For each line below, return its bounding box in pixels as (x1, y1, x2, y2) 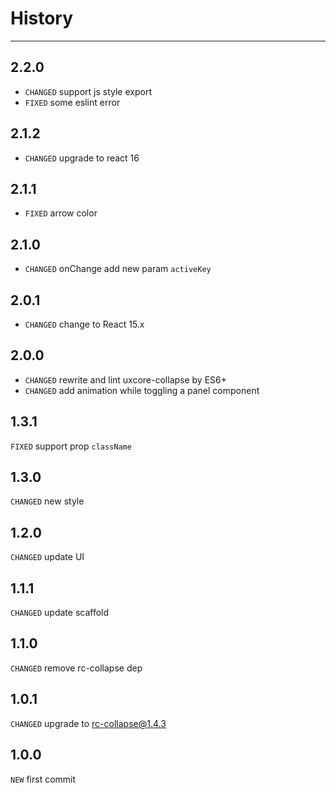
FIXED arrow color (24, 207, 98, 219)
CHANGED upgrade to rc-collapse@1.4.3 (10, 717, 167, 729)
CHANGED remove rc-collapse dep (10, 662, 143, 674)
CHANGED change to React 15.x (24, 318, 145, 330)
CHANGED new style (10, 495, 85, 507)
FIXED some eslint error (24, 96, 121, 108)
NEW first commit (10, 773, 77, 785)
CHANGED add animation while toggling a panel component (24, 384, 260, 396)
